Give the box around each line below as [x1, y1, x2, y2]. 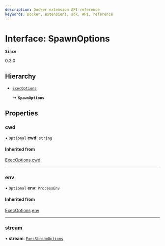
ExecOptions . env [5, 207, 40, 213]
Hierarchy [5, 72, 36, 80]
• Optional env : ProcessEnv [5, 185, 60, 191]
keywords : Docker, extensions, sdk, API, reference [5, 12, 113, 17]
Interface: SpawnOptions [5, 33, 110, 44]
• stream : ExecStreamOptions [5, 235, 64, 241]
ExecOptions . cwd [5, 157, 41, 163]
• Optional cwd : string [5, 135, 53, 141]
